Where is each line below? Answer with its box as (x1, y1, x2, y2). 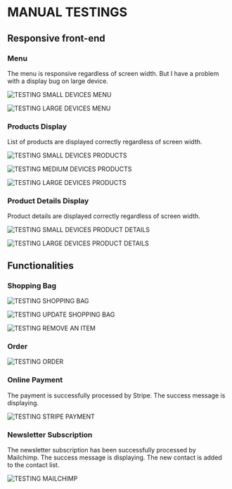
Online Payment (7, 375, 63, 385)
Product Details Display (7, 196, 89, 206)
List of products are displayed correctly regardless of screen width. (7, 138, 202, 146)
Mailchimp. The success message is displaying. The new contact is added (7, 453, 223, 462)
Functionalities (7, 260, 74, 272)
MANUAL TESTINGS (7, 4, 128, 20)
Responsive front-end (7, 32, 105, 44)
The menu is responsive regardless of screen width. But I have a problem (7, 69, 219, 77)
